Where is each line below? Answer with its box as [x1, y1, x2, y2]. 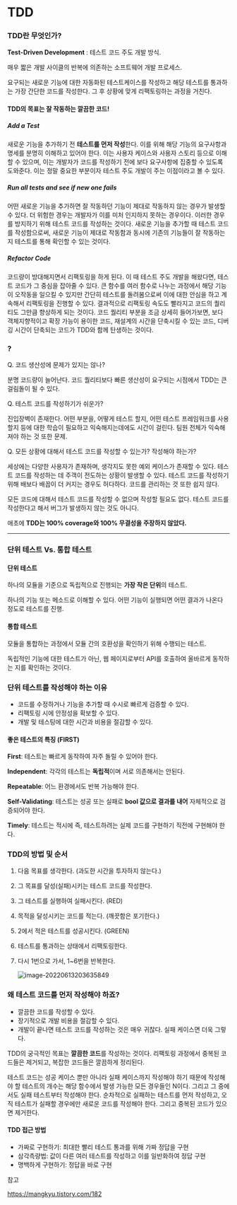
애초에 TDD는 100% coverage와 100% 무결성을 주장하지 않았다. [7, 519, 187, 528]
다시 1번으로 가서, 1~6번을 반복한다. [17, 957, 116, 965]
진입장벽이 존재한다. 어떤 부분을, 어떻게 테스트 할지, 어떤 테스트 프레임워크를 [7, 414, 217, 423]
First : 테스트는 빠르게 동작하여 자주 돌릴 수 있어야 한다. [7, 752, 158, 761]
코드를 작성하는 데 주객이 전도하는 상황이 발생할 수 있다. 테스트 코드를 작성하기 [14, 471, 229, 479]
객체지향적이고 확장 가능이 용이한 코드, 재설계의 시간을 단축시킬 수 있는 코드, [7, 316, 217, 325]
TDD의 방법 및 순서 [7, 849, 68, 859]
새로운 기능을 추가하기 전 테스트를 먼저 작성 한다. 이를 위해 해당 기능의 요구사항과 [7, 140, 227, 149]
